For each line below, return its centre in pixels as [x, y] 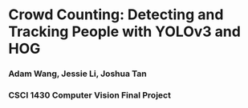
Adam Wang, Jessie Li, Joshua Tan [77, 74]
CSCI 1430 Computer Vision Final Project [89, 95]
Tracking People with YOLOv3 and [124, 32]
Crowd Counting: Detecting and [116, 15]
